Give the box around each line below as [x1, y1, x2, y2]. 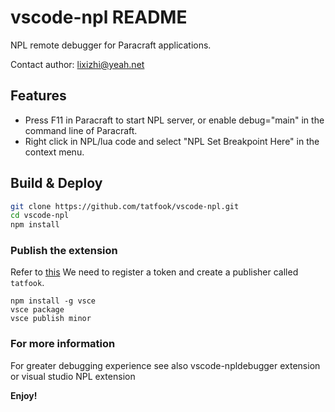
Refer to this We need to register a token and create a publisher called [10, 266, 299, 278]
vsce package [10, 305, 65, 315]
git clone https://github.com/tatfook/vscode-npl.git [10, 201, 240, 211]
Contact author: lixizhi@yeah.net [10, 58, 145, 70]
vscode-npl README [10, 6, 188, 29]
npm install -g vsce [10, 296, 97, 306]
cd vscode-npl [10, 211, 70, 221]
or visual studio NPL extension [10, 370, 136, 382]
